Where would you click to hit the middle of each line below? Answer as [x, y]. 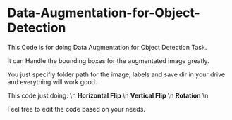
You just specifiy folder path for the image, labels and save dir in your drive [116, 74]
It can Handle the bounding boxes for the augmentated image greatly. [108, 60]
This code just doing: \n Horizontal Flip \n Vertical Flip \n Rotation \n [108, 95]
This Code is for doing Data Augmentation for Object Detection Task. [107, 47]
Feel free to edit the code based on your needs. [77, 109]
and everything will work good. [52, 81]
